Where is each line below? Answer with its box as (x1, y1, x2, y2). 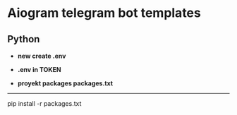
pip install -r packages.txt (7, 99, 82, 107)
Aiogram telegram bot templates (7, 5, 201, 21)
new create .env (17, 52, 66, 60)
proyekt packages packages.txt (17, 79, 114, 87)
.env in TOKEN (17, 66, 61, 73)
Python (7, 33, 40, 45)
